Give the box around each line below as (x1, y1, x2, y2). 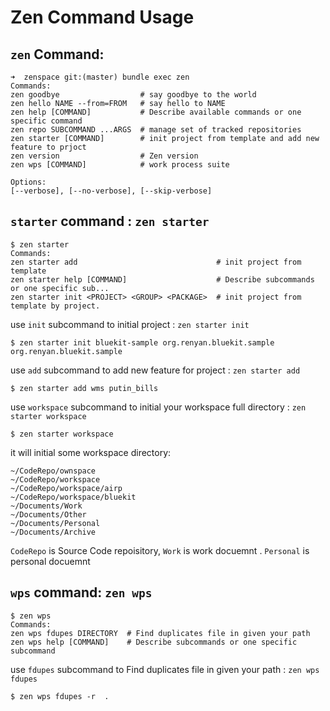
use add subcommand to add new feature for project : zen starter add (10, 364, 301, 376)
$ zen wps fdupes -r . (10, 691, 110, 701)
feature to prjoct (10, 142, 87, 152)
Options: (10, 177, 47, 187)
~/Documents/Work (10, 501, 83, 511)
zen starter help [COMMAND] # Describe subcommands (10, 274, 315, 285)
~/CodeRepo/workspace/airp (10, 483, 123, 493)
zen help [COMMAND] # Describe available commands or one (10, 107, 302, 117)
